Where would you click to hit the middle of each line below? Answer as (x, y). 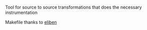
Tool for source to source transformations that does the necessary (73, 7)
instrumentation (21, 12)
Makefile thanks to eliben (31, 22)
